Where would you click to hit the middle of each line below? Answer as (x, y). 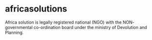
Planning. (14, 32)
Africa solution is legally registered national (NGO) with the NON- (70, 22)
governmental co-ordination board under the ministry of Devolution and (76, 27)
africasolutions (36, 9)
